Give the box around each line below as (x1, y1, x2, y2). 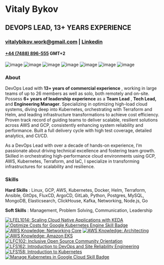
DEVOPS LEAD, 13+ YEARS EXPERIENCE (5, 23, 131, 32)
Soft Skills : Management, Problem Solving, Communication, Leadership (5, 207, 153, 213)
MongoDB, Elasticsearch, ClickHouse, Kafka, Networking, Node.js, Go (5, 198, 148, 204)
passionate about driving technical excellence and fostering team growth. (5, 148, 155, 154)
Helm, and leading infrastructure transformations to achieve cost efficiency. (5, 112, 160, 117)
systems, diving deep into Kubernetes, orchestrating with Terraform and (5, 106, 153, 112)
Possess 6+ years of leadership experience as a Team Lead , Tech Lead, (5, 96, 157, 101)
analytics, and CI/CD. (5, 133, 49, 139)
